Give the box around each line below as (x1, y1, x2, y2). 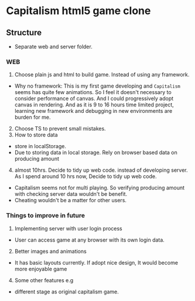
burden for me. (14, 113, 51, 121)
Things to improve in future (6, 212, 85, 220)
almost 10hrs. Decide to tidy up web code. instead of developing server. (14, 166, 188, 174)
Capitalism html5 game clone (6, 4, 151, 18)
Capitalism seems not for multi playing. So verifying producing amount (14, 184, 185, 192)
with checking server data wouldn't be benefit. (14, 190, 128, 198)
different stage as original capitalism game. (14, 288, 119, 295)
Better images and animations (14, 248, 87, 255)
